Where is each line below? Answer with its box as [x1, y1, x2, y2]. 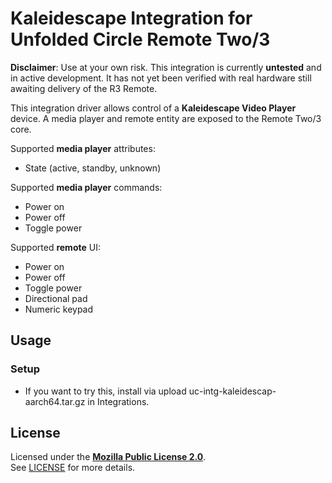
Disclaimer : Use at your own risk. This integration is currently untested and [10, 61, 322, 73]
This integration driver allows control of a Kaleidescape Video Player [10, 102, 297, 114]
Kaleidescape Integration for [10, 7, 253, 30]
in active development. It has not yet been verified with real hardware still [10, 72, 312, 84]
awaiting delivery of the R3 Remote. [10, 82, 158, 94]
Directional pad [24, 292, 88, 304]
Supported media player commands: [10, 181, 163, 193]
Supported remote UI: [10, 241, 101, 253]
